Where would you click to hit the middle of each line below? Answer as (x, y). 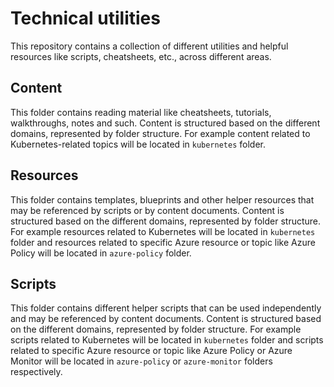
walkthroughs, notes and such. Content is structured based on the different (165, 123)
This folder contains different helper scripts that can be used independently (166, 308)
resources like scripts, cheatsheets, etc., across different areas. (141, 56)
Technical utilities (85, 18)
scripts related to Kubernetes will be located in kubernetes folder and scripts (167, 340)
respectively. (36, 372)
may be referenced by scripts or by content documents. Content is (147, 210)
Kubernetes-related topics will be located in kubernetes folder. (138, 144)
